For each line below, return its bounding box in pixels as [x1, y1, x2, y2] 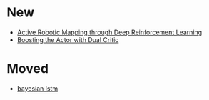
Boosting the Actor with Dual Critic [16, 35, 119, 44]
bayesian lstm [16, 84, 58, 93]
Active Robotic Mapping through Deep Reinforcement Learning [16, 28, 203, 36]
